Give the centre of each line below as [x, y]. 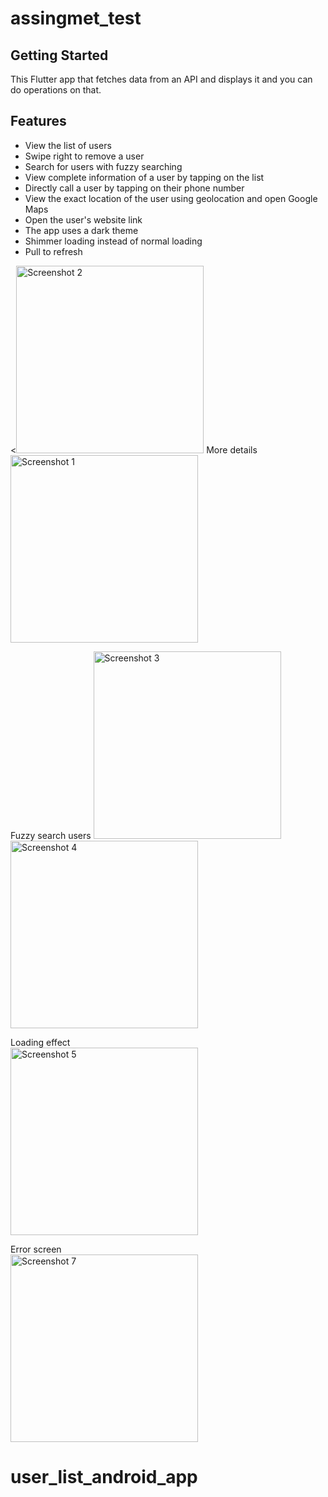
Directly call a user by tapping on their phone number [134, 188]
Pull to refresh [53, 251]
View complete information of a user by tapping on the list [144, 177]
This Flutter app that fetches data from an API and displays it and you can [161, 79]
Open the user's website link [83, 219]
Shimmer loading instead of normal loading [113, 241]
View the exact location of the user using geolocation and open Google [171, 198]
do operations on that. [56, 90]
